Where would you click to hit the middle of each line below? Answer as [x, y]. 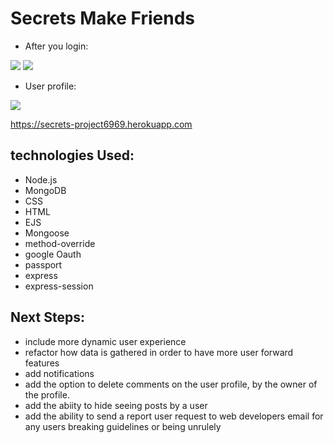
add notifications [59, 373]
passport [43, 264]
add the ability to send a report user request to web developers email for [174, 416]
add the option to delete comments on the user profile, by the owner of [171, 384]
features [42, 363]
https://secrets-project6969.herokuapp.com [101, 124]
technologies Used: [72, 155]
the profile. [47, 394]
